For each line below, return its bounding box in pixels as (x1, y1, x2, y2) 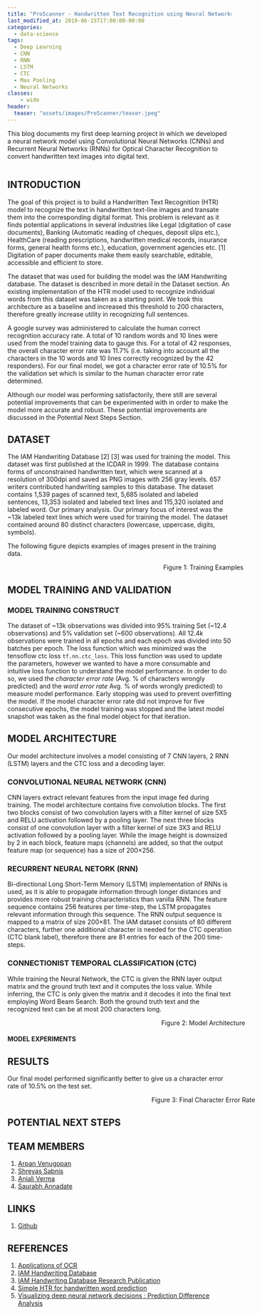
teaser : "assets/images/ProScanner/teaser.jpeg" (14, 110, 161, 117)
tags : (7, 37, 23, 44)
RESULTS (7, 1055, 50, 1068)
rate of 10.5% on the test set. (7, 1082, 93, 1090)
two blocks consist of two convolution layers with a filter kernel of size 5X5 (7, 809, 228, 817)
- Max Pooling (14, 76, 56, 84)
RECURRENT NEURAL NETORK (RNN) (7, 864, 139, 874)
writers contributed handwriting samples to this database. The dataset (7, 483, 214, 491)
